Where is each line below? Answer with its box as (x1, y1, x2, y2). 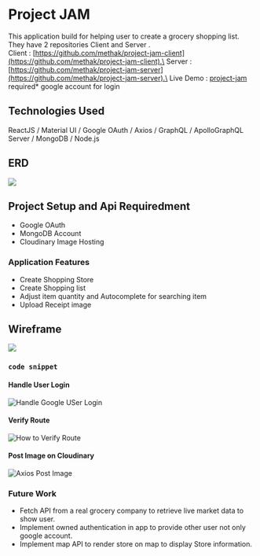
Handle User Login (8, 380, 70, 389)
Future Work (8, 488, 57, 499)
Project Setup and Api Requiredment (8, 199, 191, 213)
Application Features (8, 257, 90, 268)
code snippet (8, 363, 58, 371)
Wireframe (8, 322, 62, 336)
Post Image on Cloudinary (8, 451, 95, 461)
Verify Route (8, 415, 50, 425)
